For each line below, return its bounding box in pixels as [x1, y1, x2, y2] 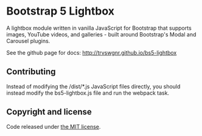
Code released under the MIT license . [6, 123, 101, 130]
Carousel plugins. [6, 37, 50, 44]
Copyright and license [6, 107, 92, 117]
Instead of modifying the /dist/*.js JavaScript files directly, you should [6, 83, 181, 90]
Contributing [6, 67, 56, 77]
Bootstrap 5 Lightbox [6, 4, 114, 18]
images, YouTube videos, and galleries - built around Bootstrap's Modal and [6, 30, 197, 38]
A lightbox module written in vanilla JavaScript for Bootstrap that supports [6, 24, 192, 32]
